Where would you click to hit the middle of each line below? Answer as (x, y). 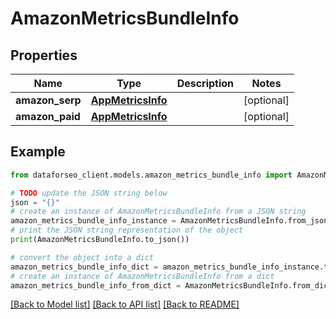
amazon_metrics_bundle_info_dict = (84, 267)
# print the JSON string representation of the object (127, 230)
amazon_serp (48, 100)
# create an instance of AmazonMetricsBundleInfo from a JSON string (158, 212)
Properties (44, 55)
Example (38, 152)
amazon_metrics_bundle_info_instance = (93, 221)
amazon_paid (48, 116)
